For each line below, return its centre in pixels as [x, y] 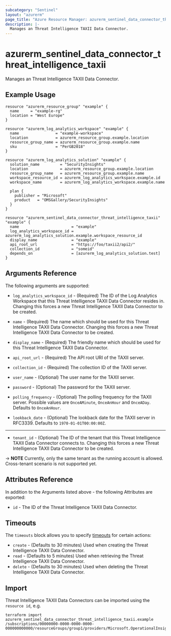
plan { [17, 191]
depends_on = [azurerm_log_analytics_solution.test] [85, 253]
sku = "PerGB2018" [48, 146]
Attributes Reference [39, 480]
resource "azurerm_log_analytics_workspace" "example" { [67, 129]
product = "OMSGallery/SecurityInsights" [61, 200]
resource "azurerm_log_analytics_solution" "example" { [66, 160]
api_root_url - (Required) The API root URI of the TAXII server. [78, 357]
